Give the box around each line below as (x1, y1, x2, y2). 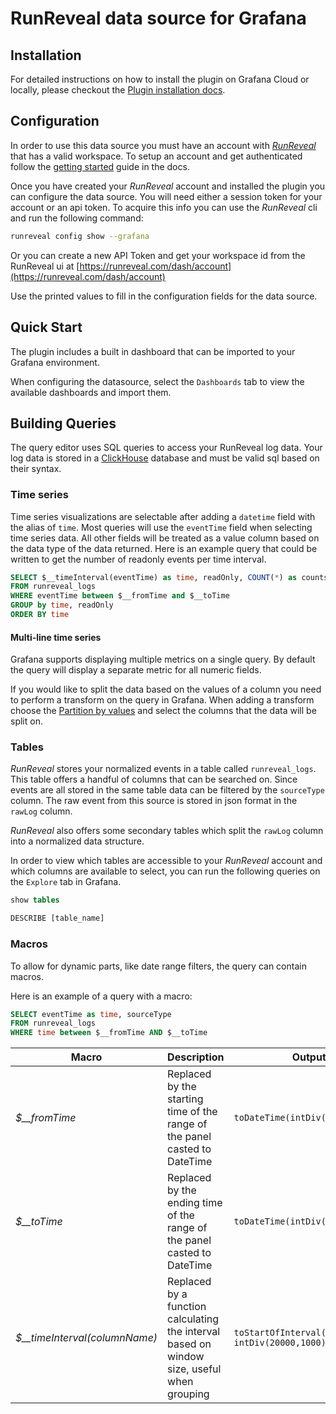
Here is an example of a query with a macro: (10, 990, 193, 1002)
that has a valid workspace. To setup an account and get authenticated (10, 150, 303, 162)
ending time (167, 1196, 223, 1210)
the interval (167, 1325, 221, 1339)
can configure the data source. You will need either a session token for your (10, 190, 323, 202)
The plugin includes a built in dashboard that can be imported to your (10, 345, 296, 357)
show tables (10, 895, 60, 906)
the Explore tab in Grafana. (10, 876, 122, 888)
